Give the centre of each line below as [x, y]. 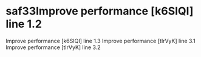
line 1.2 [24, 24]
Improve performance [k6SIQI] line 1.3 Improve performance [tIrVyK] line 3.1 [101, 41]
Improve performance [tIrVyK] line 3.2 [53, 47]
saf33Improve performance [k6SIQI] [100, 11]
